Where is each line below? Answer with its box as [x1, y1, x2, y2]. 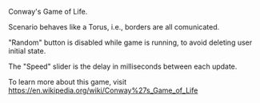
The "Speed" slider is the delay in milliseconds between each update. [8, 61, 238, 71]
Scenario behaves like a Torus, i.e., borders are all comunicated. [8, 22, 220, 31]
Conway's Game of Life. [8, 7, 88, 16]
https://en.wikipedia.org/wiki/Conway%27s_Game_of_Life [8, 85, 198, 95]
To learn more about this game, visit [8, 77, 126, 86]
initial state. [8, 46, 46, 55]
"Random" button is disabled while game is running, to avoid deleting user [8, 38, 253, 47]
